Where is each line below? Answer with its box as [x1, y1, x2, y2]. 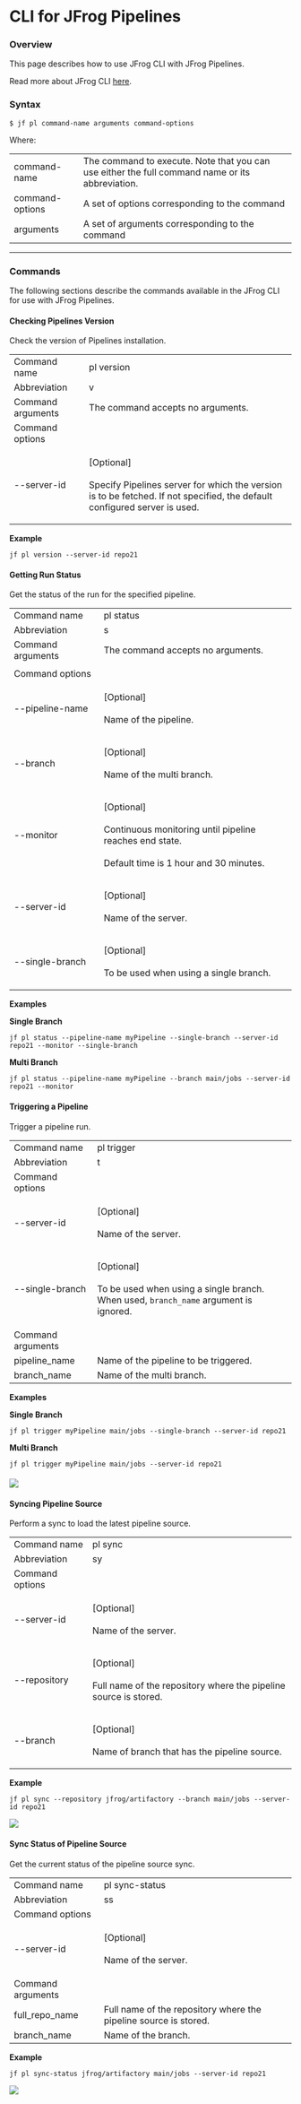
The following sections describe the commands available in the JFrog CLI [9, 285, 280, 297]
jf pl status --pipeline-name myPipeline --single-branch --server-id [9, 1034, 279, 1043]
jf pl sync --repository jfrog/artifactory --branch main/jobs [9, 1795, 251, 1804]
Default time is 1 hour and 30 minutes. [103, 857, 265, 870]
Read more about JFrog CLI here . [9, 76, 133, 87]
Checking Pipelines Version [9, 316, 115, 326]
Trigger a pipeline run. [9, 1121, 91, 1131]
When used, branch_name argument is [97, 1294, 253, 1306]
